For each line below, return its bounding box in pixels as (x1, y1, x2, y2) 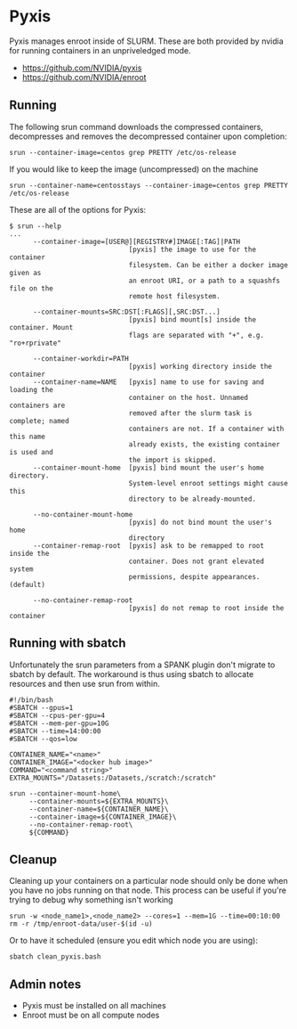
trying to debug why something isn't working (9, 894, 173, 905)
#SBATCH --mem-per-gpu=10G (9, 719, 109, 728)
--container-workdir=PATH (32, 354, 129, 363)
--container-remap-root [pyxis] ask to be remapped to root (32, 541, 265, 550)
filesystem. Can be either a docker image (128, 260, 289, 269)
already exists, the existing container (128, 439, 280, 449)
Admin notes (9, 976, 82, 992)
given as (9, 268, 42, 277)
